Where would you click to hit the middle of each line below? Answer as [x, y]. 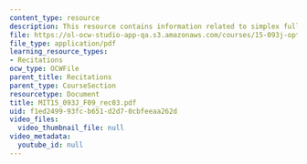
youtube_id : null [51, 145]
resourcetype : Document [55, 94]
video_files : [34, 119]
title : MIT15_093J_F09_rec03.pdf [73, 102]
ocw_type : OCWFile [44, 69]
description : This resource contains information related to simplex [145, 26]
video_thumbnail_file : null [71, 128]
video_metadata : [40, 137]
